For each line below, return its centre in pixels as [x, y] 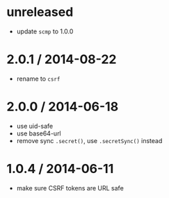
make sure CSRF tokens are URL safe [70, 188]
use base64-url [39, 133]
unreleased [40, 12]
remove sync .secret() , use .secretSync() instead [89, 140]
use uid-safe [35, 126]
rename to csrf [38, 79]
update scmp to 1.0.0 [45, 31]
